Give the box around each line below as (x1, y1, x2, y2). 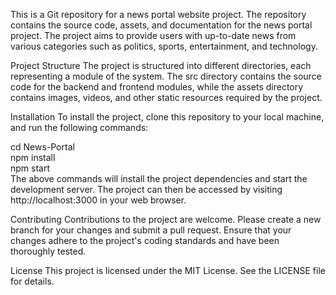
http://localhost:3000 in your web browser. (10, 194, 187, 206)
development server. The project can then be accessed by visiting (10, 184, 283, 195)
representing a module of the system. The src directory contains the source (10, 70, 322, 82)
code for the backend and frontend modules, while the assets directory (10, 81, 304, 93)
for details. (10, 275, 55, 287)
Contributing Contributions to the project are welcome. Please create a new (10, 214, 322, 225)
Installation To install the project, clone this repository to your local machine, (10, 111, 325, 123)
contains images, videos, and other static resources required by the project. (10, 92, 323, 103)
